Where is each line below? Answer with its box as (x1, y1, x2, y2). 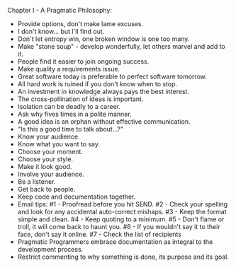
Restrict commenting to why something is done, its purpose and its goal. (17, 252, 229, 261)
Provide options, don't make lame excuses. (17, 20, 144, 28)
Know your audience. (17, 132, 80, 141)
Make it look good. (17, 163, 72, 170)
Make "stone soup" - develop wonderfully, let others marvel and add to (17, 42, 225, 50)
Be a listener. (17, 177, 56, 186)
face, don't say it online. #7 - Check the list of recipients (17, 230, 182, 238)
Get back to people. (17, 185, 76, 193)
